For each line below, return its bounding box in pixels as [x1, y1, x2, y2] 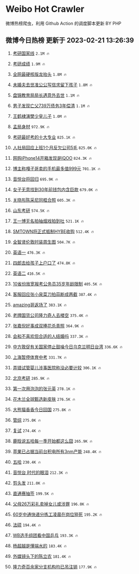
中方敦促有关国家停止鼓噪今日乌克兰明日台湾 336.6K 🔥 [12, 344, 123, 350]
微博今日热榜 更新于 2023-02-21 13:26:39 [5, 36, 134, 45]
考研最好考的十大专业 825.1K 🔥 [12, 134, 76, 140]
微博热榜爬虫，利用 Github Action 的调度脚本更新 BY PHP [5, 20, 122, 26]
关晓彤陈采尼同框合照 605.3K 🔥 [12, 197, 76, 203]
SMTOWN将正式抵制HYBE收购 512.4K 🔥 [12, 228, 94, 234]
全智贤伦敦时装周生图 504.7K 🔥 [12, 239, 76, 245]
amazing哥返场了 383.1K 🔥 [12, 302, 67, 308]
